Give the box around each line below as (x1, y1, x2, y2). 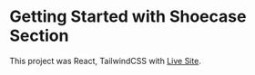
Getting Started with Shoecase (9, 6, 247, 27)
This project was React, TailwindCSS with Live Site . (9, 55, 202, 66)
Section (9, 25, 69, 46)
